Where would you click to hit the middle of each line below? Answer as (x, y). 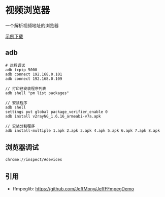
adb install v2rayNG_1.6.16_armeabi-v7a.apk (53, 116)
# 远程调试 (15, 65)
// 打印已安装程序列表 (26, 89)
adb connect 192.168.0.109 (34, 79)
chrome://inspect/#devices (34, 159)
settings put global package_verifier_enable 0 (57, 112)
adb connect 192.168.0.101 (34, 74)
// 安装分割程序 (20, 126)
